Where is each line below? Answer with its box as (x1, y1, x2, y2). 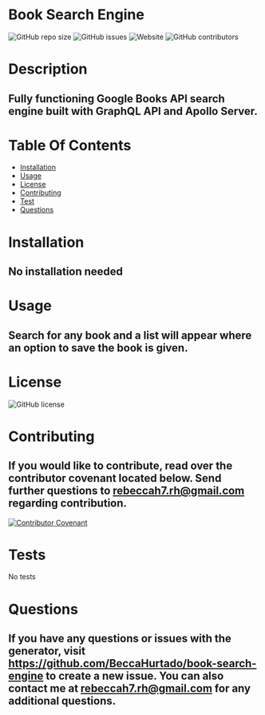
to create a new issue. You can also (45, 669, 224, 683)
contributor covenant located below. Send (8, 471, 222, 485)
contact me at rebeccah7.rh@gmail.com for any (8, 681, 251, 696)
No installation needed (8, 265, 124, 279)
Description (8, 60, 88, 78)
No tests (8, 572, 36, 582)
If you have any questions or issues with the (8, 632, 231, 645)
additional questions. (8, 694, 117, 708)
